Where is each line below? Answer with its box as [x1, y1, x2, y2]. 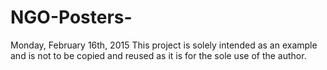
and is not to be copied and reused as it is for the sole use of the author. [10, 49, 307, 61]
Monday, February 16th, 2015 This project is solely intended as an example [10, 39, 318, 51]
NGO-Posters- [10, 6, 133, 29]
